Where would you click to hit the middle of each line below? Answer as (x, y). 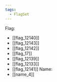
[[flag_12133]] (26, 64)
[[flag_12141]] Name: (32, 69)
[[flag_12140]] (26, 38)
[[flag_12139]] (26, 58)
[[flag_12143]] (26, 43)
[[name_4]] (23, 74)
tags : (10, 10)
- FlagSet (19, 14)
